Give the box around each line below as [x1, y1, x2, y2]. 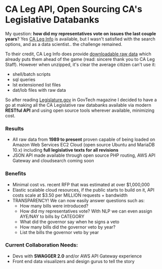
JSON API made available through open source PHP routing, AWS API [12, 152, 156, 158]
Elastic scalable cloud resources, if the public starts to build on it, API [12, 187, 155, 193]
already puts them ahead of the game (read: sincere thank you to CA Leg [5, 56, 155, 62]
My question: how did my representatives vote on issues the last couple [5, 30, 156, 36]
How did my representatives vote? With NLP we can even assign [19, 208, 153, 214]
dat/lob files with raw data [12, 87, 66, 93]
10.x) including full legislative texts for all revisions [12, 147, 119, 153]
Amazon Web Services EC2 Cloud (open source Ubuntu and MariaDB [12, 142, 155, 148]
